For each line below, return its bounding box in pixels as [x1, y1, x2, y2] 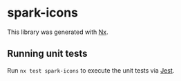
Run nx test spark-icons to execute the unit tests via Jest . [7, 66, 175, 74]
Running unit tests [7, 48, 88, 60]
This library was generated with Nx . [7, 28, 108, 36]
